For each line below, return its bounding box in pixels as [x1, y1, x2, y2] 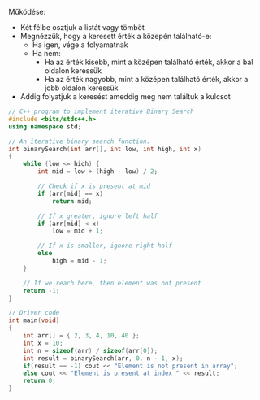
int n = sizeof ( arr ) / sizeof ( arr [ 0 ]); [23, 346, 158, 354]
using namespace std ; [8, 122, 82, 131]
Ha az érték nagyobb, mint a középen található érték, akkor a [44, 75, 249, 84]
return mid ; [51, 197, 93, 206]
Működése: [8, 7, 46, 16]
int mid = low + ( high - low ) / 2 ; [37, 167, 158, 176]
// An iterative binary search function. [8, 137, 151, 146]
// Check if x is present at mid [37, 182, 151, 190]
